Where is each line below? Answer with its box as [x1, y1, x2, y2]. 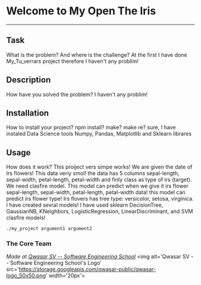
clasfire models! [6, 214, 46, 222]
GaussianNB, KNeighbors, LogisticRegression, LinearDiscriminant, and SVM [6, 208, 193, 215]
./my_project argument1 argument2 [6, 226, 93, 232]
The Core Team [6, 240, 52, 248]
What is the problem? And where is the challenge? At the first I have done [6, 51, 187, 58]
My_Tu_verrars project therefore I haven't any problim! [6, 57, 139, 65]
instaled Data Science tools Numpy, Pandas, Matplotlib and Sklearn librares [6, 130, 192, 137]
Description [6, 75, 51, 85]
